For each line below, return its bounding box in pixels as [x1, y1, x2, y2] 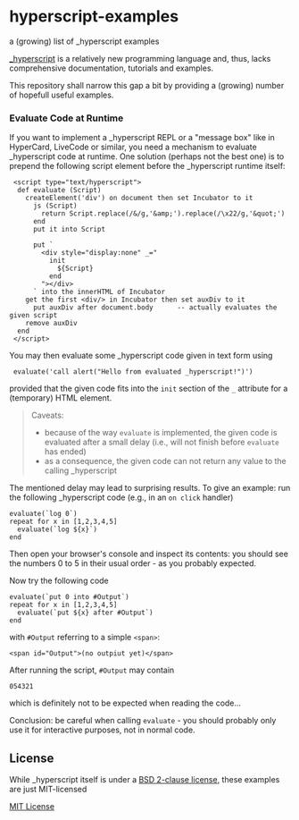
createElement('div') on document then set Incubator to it [25, 194, 253, 203]
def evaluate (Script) [17, 186, 102, 195]
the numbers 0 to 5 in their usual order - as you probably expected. [9, 558, 257, 569]
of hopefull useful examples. [9, 89, 114, 100]
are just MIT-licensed [9, 784, 87, 795]
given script [9, 311, 58, 320]
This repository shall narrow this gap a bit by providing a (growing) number [9, 80, 285, 90]
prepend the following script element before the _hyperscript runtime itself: [9, 161, 286, 172]
